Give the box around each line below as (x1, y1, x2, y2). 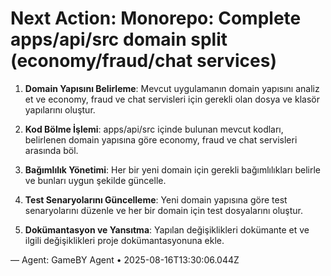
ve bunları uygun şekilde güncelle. (24, 174, 167, 186)
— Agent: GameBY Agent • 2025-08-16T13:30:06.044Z (10, 253, 240, 266)
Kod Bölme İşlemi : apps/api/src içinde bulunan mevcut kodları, (24, 123, 284, 135)
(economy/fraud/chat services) (10, 50, 277, 72)
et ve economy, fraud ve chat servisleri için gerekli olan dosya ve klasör (24, 93, 320, 105)
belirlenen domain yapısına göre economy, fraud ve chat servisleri (24, 133, 298, 146)
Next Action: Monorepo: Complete (10, 7, 302, 30)
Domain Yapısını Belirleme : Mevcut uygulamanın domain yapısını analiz (24, 82, 320, 94)
